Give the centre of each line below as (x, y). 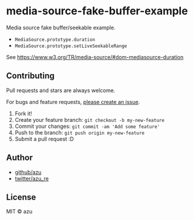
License (21, 197)
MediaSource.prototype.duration (55, 39)
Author (19, 158)
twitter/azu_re (32, 178)
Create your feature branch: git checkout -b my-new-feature (90, 120)
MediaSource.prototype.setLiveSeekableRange (71, 46)
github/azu (28, 172)
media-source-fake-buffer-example (97, 11)
